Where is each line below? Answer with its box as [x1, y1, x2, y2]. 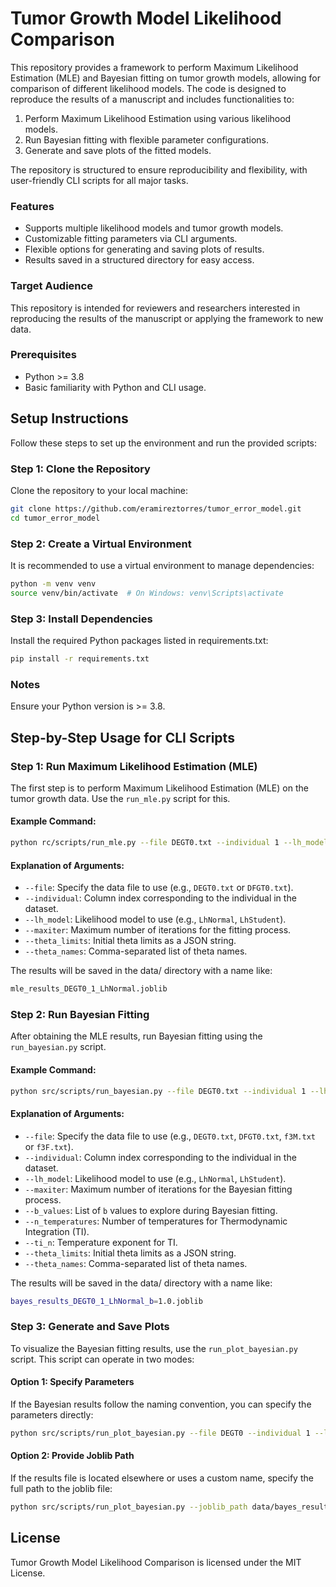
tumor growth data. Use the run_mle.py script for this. [10, 792, 231, 804]
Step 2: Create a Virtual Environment [10, 537, 192, 551]
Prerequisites [10, 348, 77, 362]
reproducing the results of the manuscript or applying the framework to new [10, 312, 324, 324]
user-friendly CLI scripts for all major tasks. [10, 174, 189, 186]
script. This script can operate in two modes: [10, 1353, 195, 1365]
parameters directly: [10, 1409, 94, 1421]
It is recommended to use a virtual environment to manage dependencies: [10, 559, 315, 571]
